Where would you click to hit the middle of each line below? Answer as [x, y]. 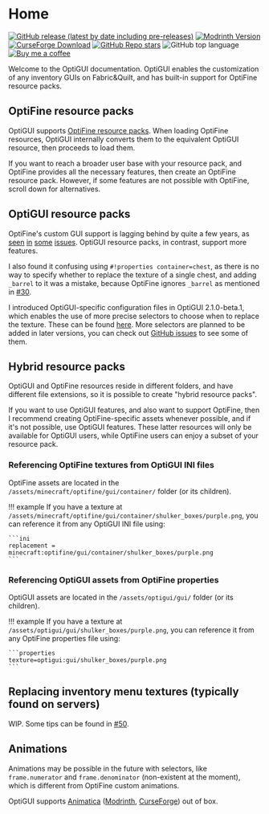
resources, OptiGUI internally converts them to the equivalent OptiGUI [124, 139]
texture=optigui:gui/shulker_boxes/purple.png [88, 660]
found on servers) [54, 704]
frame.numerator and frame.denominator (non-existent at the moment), [124, 777]
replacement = [32, 546]
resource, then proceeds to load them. [72, 147]
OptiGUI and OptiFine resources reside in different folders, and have [121, 386]
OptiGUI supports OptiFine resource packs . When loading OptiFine [118, 130]
